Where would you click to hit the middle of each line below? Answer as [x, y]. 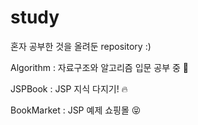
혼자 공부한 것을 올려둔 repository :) [81, 46]
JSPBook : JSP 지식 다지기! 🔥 [69, 88]
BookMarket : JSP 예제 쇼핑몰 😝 [76, 110]
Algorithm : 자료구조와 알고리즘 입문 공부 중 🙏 [100, 67]
